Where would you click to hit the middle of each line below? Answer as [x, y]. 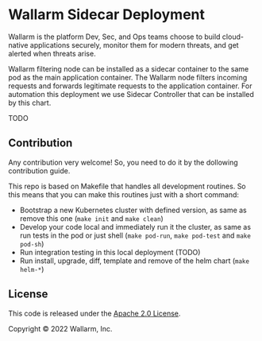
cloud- [233, 37]
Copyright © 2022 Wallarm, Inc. [60, 328]
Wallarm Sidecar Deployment [106, 15]
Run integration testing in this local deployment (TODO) [110, 252]
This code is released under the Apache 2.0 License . [94, 313]
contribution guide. [39, 170]
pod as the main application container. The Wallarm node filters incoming [128, 77]
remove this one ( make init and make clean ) [92, 218]
